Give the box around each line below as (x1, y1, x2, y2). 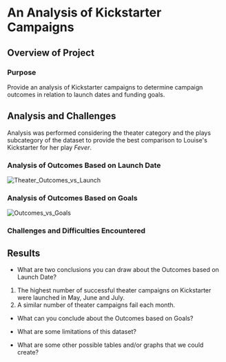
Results (7, 247, 41, 259)
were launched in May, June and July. (17, 294, 125, 302)
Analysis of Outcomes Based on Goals (7, 193, 138, 202)
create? (17, 348, 39, 356)
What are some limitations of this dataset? (17, 328, 136, 336)
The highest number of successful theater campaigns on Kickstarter (17, 286, 212, 295)
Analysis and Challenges (7, 110, 116, 122)
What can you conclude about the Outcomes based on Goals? (17, 315, 194, 323)
